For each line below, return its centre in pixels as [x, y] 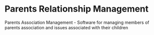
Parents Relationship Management [77, 9]
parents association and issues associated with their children [66, 27]
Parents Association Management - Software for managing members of [77, 22]
